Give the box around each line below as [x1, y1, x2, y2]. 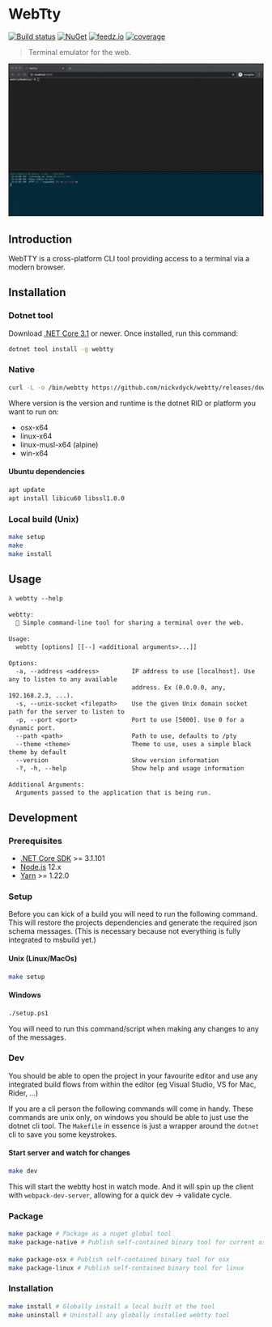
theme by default [8, 748, 67, 757]
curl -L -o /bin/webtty [8, 384, 89, 392]
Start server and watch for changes [8, 1148, 131, 1158]
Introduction [8, 232, 73, 246]
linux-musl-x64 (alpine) [19, 439, 99, 449]
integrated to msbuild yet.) [8, 935, 97, 945]
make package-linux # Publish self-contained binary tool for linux [8, 1264, 244, 1272]
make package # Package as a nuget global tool [8, 1230, 172, 1238]
